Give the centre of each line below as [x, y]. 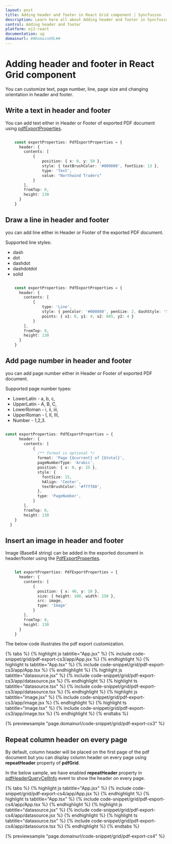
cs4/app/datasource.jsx [30, 815]
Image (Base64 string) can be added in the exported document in [74, 553]
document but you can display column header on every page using [76, 757]
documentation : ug [25, 34]
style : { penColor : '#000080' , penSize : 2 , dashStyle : [101, 312]
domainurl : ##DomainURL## [33, 39]
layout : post [19, 10]
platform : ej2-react [27, 29]
